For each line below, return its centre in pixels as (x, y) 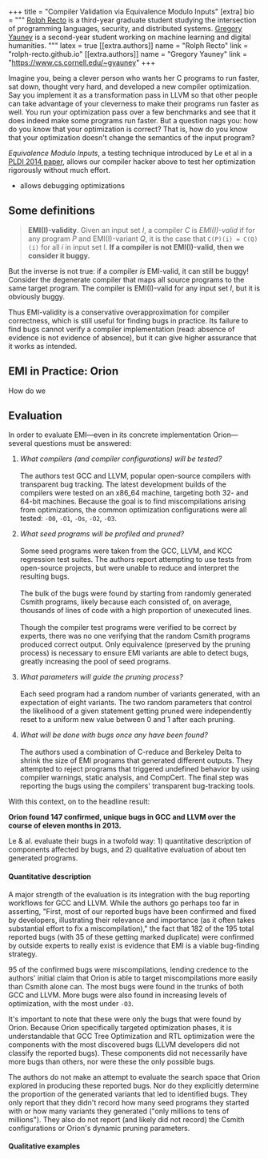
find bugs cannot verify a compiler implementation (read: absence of (122, 329)
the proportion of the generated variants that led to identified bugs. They (128, 1094)
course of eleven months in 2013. (65, 826)
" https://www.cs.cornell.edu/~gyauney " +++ (82, 62)
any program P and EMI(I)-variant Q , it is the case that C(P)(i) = (134, 239)
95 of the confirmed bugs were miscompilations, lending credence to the (128, 969)
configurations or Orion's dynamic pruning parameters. (99, 1128)
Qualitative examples (44, 1146)
